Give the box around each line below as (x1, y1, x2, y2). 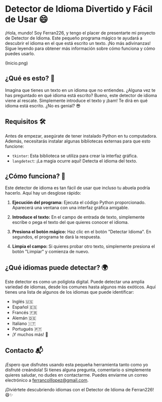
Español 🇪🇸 (12, 304, 37, 310)
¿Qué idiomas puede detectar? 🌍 (5, 263, 108, 272)
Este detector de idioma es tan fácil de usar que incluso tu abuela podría (5, 185, 150, 191)
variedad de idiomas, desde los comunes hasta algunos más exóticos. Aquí (5, 284, 156, 290)
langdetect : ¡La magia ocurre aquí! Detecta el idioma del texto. (12, 158, 138, 164)
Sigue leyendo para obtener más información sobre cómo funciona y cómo (5, 45, 156, 51)
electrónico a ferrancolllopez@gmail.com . (5, 377, 89, 383)
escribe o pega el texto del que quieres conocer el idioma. (12, 220, 129, 225)
